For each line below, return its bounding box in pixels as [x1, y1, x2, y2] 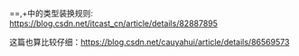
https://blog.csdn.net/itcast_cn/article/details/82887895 [9, 18, 219, 29]
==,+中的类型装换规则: [9, 8, 93, 18]
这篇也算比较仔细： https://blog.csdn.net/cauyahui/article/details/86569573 [9, 37, 290, 47]
